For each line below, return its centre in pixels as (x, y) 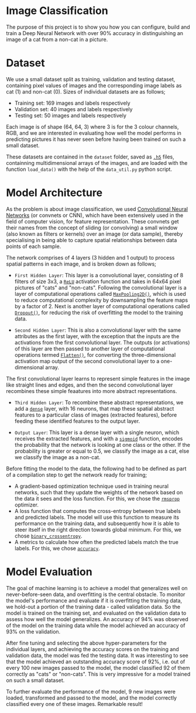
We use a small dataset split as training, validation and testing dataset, (91, 79)
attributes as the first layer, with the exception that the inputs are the (97, 336)
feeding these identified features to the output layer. (77, 421)
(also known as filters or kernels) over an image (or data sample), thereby (94, 234)
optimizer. (27, 505)
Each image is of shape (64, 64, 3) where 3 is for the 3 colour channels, (92, 126)
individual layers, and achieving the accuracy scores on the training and (93, 649)
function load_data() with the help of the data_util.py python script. (89, 169)
